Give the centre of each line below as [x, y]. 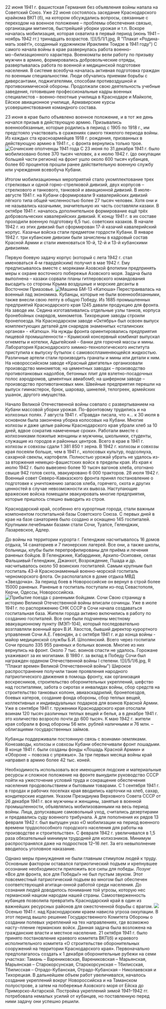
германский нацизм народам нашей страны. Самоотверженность [76, 895]
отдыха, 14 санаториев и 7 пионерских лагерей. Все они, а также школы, [83, 545]
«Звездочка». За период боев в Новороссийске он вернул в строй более [83, 582]
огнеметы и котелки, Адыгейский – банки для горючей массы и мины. [80, 342]
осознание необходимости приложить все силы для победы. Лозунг [78, 869]
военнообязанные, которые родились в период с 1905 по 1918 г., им [77, 128]
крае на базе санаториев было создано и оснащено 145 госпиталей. [78, 519]
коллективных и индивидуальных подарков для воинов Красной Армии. [82, 703]
